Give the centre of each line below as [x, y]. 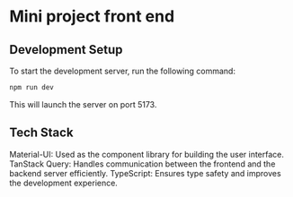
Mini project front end [92, 17]
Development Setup [66, 50]
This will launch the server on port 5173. [83, 104]
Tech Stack [41, 133]
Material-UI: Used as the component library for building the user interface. [147, 154]
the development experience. [64, 183]
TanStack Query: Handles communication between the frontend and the [142, 164]
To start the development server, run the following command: [123, 71]
